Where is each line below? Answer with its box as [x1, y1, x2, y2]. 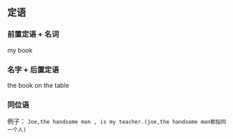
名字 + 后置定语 [7, 65, 60, 74]
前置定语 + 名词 [7, 29, 60, 39]
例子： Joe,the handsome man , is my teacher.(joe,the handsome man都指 [7, 117, 221, 126]
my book [7, 46, 33, 54]
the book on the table [7, 81, 70, 89]
